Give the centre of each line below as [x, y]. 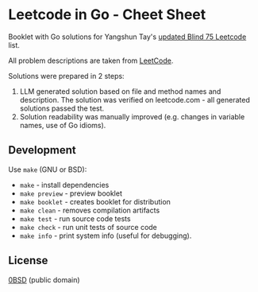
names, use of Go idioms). [63, 125]
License [28, 261]
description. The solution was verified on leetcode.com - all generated [135, 99]
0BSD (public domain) [44, 279]
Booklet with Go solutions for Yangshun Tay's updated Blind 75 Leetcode [127, 37]
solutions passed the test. [62, 108]
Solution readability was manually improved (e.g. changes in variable [132, 116]
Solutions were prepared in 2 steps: [66, 76]
